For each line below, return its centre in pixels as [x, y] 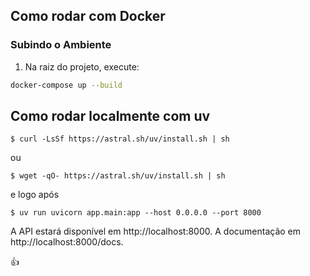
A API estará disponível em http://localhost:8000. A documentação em [156, 231]
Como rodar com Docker [88, 16]
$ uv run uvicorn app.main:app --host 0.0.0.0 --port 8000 [136, 213]
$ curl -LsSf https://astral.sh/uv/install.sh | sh [120, 139]
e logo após [35, 195]
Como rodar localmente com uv [110, 115]
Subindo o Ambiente [61, 45]
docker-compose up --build [66, 85]
